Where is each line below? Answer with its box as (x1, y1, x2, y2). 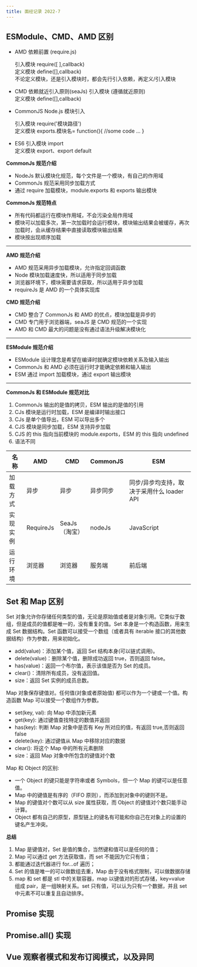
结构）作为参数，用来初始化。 (11, 635, 83, 642)
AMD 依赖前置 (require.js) (14, 48, 77, 56)
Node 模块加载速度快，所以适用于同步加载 (14, 272, 117, 279)
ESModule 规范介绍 (6, 344, 54, 351)
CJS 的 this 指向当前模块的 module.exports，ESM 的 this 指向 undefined (14, 430, 189, 437)
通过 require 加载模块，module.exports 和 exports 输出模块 (14, 187, 157, 194)
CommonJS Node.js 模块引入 (14, 108, 85, 115)
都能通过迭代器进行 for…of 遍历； (14, 860, 96, 868)
